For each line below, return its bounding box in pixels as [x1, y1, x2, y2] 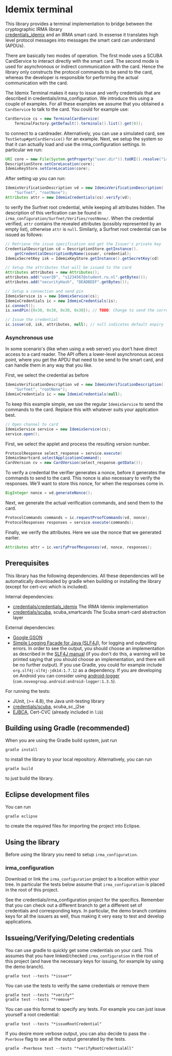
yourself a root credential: [5, 1012, 60, 1018]
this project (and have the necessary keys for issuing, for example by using [5, 958, 164, 964]
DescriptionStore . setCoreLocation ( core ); [5, 161, 95, 167]
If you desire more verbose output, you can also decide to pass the [5, 1030, 147, 1037]
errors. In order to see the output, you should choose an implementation [12, 645, 165, 651]
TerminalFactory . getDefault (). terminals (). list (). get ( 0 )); [14, 121, 143, 126]
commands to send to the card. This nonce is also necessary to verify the [5, 475, 160, 481]
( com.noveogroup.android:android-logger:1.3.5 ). [12, 678, 116, 684]
